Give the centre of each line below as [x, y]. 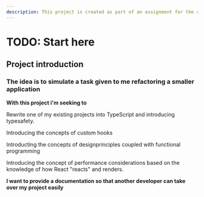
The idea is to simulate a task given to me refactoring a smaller [100, 81]
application [23, 89]
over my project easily [35, 187]
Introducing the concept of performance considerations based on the [93, 162]
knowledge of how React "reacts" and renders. [65, 169]
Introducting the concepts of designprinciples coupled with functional [93, 144]
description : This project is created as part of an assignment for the [100, 12]
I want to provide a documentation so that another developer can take [96, 181]
